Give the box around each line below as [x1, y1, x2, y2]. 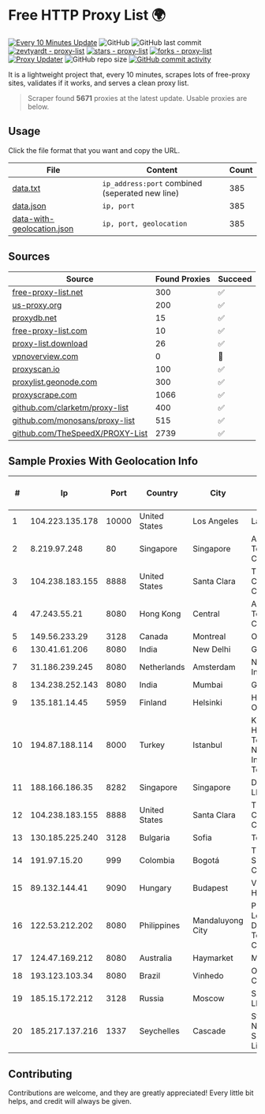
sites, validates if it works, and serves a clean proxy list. [8, 78, 189, 88]
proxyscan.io [12, 364, 61, 375]
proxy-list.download [12, 338, 88, 349]
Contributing [8, 1067, 73, 1081]
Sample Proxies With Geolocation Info [8, 454, 199, 468]
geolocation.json [12, 222, 74, 234]
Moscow [192, 993, 225, 1004]
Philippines [139, 920, 181, 931]
